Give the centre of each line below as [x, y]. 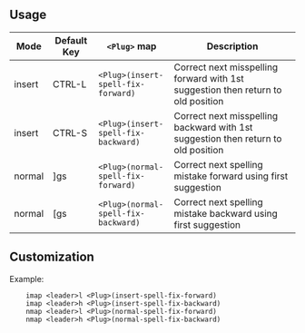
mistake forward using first [231, 176]
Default [71, 40]
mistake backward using [226, 213]
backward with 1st [213, 127]
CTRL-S [70, 132]
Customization [52, 257]
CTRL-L [70, 83]
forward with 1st [209, 78]
